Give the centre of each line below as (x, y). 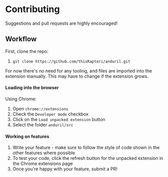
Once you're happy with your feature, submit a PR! (65, 169)
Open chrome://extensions (40, 108)
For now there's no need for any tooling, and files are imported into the (79, 71)
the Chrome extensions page (43, 164)
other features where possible (44, 153)
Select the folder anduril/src (43, 125)
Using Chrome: (21, 99)
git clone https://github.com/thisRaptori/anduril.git (71, 62)
